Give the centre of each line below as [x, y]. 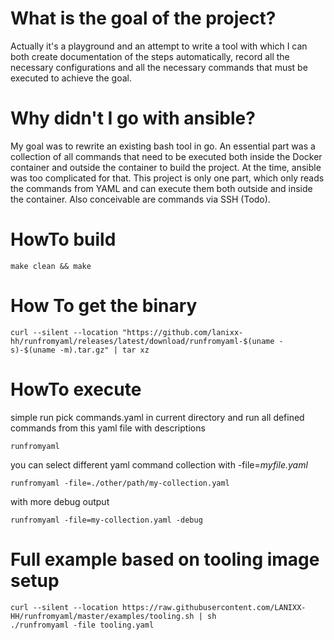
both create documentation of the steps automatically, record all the [150, 56]
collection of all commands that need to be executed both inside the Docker [166, 156]
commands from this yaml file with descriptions [108, 428]
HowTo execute [76, 389]
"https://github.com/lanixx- [182, 332]
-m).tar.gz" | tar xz [104, 350]
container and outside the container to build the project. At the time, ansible [166, 167]
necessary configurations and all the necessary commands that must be [159, 67]
